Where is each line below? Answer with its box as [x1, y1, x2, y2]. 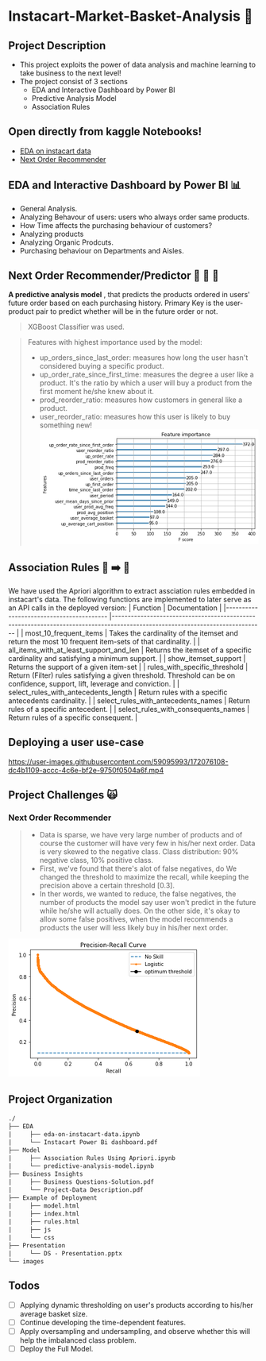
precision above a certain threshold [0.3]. [39, 881, 175, 891]
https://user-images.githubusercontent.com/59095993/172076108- [8, 756, 229, 766]
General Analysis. [19, 203, 78, 213]
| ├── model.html [8, 1202, 80, 1210]
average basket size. [19, 1309, 88, 1318]
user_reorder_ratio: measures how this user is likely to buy [39, 412, 231, 422]
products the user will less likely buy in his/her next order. [39, 923, 229, 933]
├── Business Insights [8, 1170, 83, 1178]
